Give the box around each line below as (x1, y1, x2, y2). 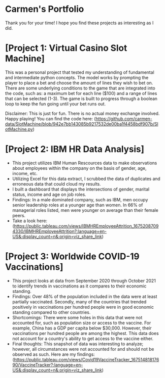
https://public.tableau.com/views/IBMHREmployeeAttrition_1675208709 (14, 223, 159, 229)
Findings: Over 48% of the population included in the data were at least (12, 293, 158, 299)
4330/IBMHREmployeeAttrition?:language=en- (12, 228, 107, 234)
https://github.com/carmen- (95, 115, 153, 122)
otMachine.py (5, 126, 33, 132)
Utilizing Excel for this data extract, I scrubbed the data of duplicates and (12, 176, 161, 182)
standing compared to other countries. (12, 309, 91, 315)
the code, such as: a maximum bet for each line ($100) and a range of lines (5, 90, 158, 96)
